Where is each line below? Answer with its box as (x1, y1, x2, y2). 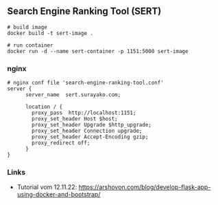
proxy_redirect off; (32, 140, 90, 147)
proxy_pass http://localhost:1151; (32, 109, 136, 116)
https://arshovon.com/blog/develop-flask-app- (78, 183, 211, 191)
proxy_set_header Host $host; (32, 116, 118, 122)
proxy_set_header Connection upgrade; (32, 127, 143, 135)
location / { (25, 103, 63, 111)
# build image (7, 23, 48, 30)
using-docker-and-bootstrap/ (16, 191, 101, 199)
